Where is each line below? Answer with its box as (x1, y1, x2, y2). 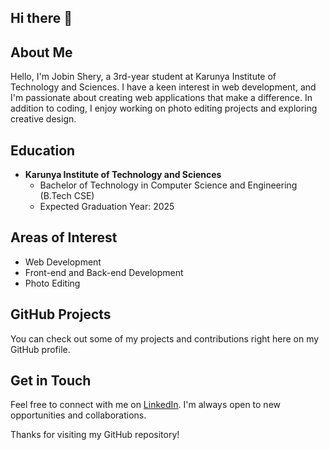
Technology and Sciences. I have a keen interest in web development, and (10, 81, 317, 93)
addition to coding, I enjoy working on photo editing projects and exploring (10, 102, 318, 115)
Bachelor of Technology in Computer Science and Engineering (39, 179, 298, 191)
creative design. (10, 113, 77, 125)
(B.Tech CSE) (39, 190, 95, 202)
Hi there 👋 (10, 10, 73, 27)
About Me (10, 44, 73, 61)
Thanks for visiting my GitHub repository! (10, 429, 180, 441)
